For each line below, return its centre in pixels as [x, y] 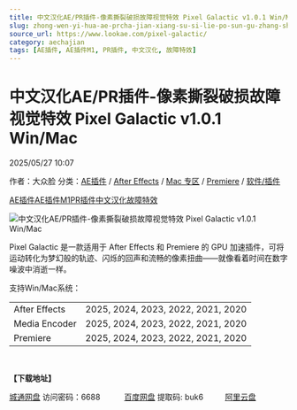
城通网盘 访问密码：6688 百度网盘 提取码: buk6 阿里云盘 [133, 397]
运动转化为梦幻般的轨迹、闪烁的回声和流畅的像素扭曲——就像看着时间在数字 [148, 259]
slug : [19, 26]
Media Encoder [45, 324]
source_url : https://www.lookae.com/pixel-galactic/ [108, 34]
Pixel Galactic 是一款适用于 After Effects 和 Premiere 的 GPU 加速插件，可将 [147, 247]
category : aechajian [47, 42]
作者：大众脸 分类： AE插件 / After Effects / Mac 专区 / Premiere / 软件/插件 [145, 182]
